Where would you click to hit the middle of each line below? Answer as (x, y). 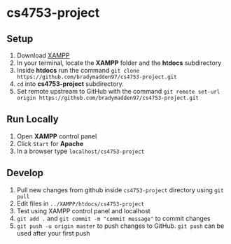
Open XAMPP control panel (57, 136)
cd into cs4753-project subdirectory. (70, 84)
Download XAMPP (43, 55)
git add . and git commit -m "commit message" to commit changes (113, 218)
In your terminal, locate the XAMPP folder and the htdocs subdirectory (119, 63)
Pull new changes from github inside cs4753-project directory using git (120, 189)
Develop (25, 173)
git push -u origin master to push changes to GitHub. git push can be (120, 226)
